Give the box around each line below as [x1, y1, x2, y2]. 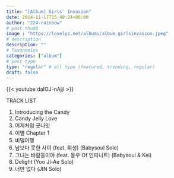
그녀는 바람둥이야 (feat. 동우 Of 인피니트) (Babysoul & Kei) [14, 152, 152, 159]
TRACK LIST [6, 97, 37, 104]
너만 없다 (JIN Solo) [14, 166, 62, 173]
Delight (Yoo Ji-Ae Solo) [14, 158, 74, 166]
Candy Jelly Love [14, 115, 58, 122]
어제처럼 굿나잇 [14, 122, 50, 129]
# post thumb [6, 25, 39, 31]
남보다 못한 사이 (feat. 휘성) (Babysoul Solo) [14, 144, 119, 151]
